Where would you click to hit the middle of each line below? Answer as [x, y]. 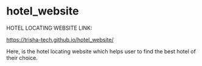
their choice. [22, 58]
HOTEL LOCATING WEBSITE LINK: [49, 28]
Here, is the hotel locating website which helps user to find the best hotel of [101, 51]
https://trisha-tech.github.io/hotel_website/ [60, 39]
